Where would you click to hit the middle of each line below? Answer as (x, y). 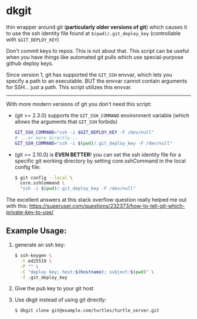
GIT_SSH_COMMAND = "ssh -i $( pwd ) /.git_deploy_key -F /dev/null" (94, 143)
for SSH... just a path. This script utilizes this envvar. (69, 87)
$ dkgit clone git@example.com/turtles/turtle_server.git (87, 311)
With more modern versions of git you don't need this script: (79, 104)
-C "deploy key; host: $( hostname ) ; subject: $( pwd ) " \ (87, 272)
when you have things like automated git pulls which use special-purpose (95, 57)
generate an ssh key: (40, 245)
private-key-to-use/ (30, 212)
